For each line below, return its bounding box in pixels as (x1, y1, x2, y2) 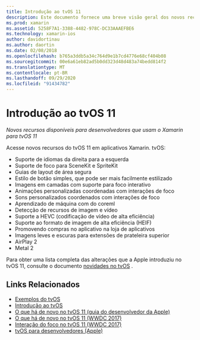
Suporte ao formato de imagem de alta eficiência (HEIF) (14, 219, 152, 226)
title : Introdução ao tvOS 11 (6, 8, 82, 15)
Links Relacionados (6, 280, 80, 290)
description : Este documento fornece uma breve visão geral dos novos (6, 14, 185, 20)
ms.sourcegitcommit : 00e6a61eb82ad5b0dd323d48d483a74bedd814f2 (6, 58, 167, 64)
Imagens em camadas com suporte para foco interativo (14, 181, 151, 188)
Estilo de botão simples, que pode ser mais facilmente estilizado (14, 174, 173, 182)
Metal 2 (14, 244, 34, 251)
